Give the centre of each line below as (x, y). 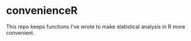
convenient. (20, 32)
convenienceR (42, 11)
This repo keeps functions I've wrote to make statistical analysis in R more (96, 27)
